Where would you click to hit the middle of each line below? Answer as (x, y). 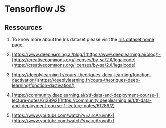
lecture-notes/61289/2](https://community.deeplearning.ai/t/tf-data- (82, 100)
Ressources (24, 28)
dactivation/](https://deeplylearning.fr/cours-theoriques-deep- (76, 80)
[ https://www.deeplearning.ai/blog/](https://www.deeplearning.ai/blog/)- (86, 54)
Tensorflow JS (35, 9)
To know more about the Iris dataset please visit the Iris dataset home (83, 39)
